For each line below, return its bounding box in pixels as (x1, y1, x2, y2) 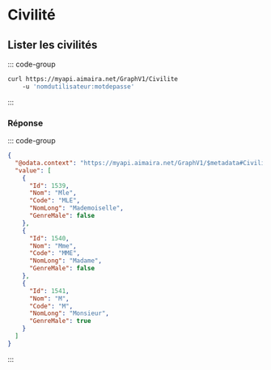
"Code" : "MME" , (28, 249, 81, 257)
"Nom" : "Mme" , (28, 241, 78, 250)
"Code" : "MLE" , (28, 197, 81, 205)
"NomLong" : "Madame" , (28, 257, 103, 265)
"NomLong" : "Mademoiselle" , (28, 204, 125, 212)
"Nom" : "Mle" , (28, 189, 78, 198)
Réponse (7, 117, 44, 129)
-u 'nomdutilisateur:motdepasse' (22, 83, 135, 91)
